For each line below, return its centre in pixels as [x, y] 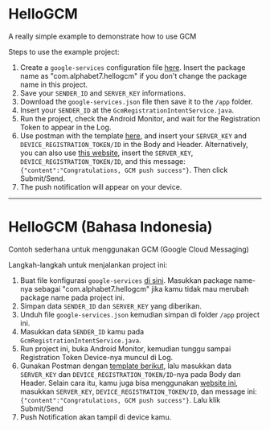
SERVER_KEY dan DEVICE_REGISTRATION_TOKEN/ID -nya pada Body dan [130, 374]
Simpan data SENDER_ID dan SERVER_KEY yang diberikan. [111, 305]
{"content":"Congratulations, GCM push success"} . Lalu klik [120, 399]
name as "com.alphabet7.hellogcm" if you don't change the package [133, 76]
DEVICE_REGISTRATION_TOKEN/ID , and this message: [103, 161]
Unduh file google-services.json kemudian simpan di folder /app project [139, 314]
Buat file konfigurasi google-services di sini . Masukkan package [126, 280]
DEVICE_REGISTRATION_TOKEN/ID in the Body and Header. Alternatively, [134, 144]
